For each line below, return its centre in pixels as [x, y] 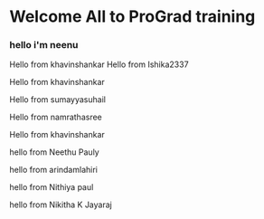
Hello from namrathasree [56, 117]
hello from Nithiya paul [52, 187]
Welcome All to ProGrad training [132, 17]
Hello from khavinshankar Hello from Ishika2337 [99, 64]
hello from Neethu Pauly [54, 152]
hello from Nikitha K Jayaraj [61, 205]
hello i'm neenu [44, 45]
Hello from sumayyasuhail [58, 100]
